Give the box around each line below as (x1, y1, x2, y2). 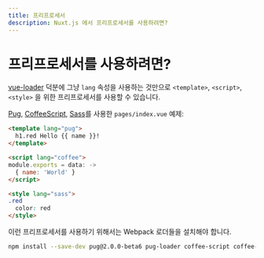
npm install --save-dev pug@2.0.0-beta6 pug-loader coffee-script (8, 243, 230, 251)
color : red (15, 205, 51, 212)
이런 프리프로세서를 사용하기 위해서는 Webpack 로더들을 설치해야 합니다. (8, 227, 232, 237)
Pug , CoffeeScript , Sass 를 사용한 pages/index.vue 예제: (8, 109, 185, 119)
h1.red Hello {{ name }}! (15, 132, 101, 140)
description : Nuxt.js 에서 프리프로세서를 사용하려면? (8, 19, 168, 27)
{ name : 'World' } (15, 168, 76, 176)
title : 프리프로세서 (8, 11, 65, 20)
